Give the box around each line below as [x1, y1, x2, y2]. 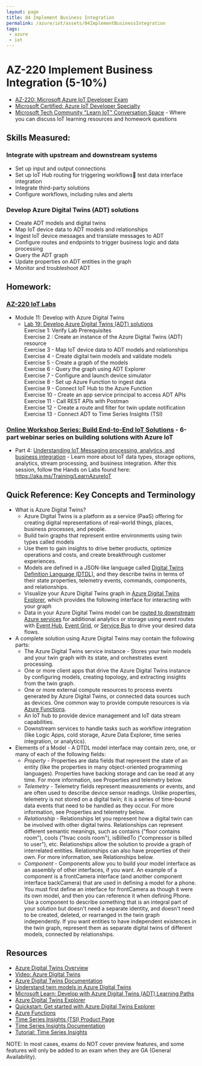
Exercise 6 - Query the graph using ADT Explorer [24, 365, 146, 372]
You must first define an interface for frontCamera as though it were [24, 885, 193, 893]
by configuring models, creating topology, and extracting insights [24, 673, 186, 680]
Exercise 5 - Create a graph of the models [24, 358, 128, 366]
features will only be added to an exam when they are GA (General [6, 1047, 171, 1054]
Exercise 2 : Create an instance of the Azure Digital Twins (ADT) [24, 333, 183, 340]
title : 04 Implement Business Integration [6, 15, 115, 21]
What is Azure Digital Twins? [14, 506, 86, 513]
